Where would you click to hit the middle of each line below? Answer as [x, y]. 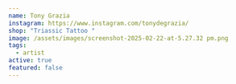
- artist [30, 53]
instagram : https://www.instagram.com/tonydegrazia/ [99, 23]
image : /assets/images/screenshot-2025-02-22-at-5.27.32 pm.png [118, 38]
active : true [30, 61]
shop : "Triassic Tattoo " [52, 30]
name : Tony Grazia [39, 16]
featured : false [35, 68]
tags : [17, 46]
